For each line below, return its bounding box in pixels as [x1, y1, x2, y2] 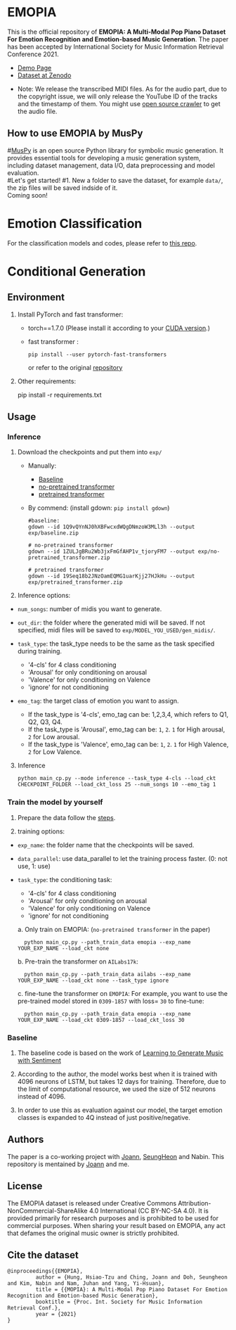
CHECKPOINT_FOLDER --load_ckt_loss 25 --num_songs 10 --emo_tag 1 [17, 781, 216, 788]
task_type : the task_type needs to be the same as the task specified [17, 639, 215, 648]
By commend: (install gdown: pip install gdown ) [27, 504, 170, 512]
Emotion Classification [7, 215, 143, 231]
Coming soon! [7, 191, 48, 199]
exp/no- [197, 548, 221, 556]
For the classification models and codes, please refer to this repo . [7, 238, 197, 247]
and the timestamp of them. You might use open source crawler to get [17, 99, 221, 108]
